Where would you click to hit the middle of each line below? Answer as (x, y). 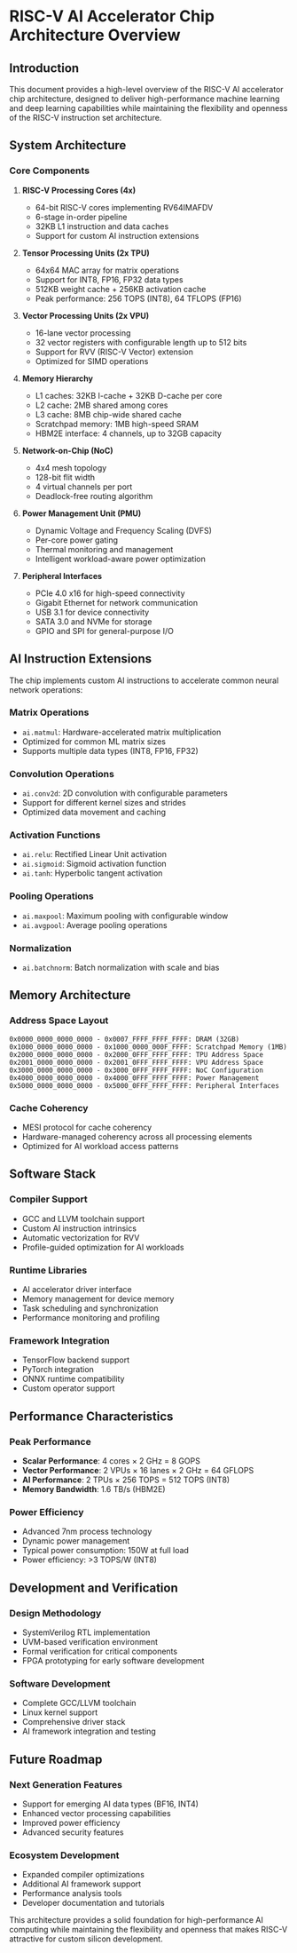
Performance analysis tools (72, 1893)
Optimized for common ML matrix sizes (94, 741)
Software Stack (53, 1174)
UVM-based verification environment (90, 1641)
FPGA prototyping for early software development (113, 1660)
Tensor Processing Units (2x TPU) (86, 253)
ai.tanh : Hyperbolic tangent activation (92, 873)
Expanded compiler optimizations (83, 1875)
